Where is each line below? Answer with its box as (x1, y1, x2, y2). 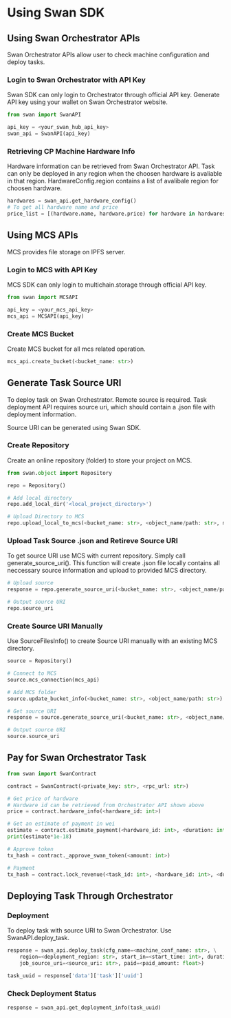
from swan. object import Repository (7, 469, 112, 476)
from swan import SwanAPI (7, 112, 81, 119)
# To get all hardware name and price (7, 204, 118, 211)
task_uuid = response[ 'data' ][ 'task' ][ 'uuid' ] (7, 972, 143, 979)
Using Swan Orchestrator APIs (7, 32, 140, 44)
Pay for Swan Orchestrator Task (7, 752, 146, 764)
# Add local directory (7, 494, 72, 501)
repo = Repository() (7, 482, 67, 489)
